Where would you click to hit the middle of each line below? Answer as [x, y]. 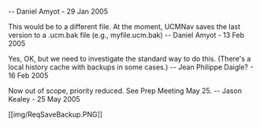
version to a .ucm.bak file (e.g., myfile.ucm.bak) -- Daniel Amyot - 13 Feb [126, 35]
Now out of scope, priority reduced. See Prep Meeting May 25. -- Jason [125, 91]
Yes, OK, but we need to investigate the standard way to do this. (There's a [130, 59]
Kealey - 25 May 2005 [44, 99]
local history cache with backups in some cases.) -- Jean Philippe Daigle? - [131, 67]
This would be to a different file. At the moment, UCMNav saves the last [124, 26]
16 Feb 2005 [28, 75]
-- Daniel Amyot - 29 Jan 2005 [58, 11]
